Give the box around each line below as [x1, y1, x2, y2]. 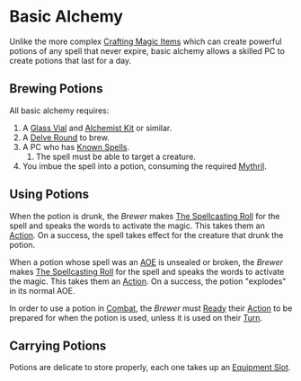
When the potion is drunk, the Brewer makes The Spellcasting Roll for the [9, 210, 280, 221]
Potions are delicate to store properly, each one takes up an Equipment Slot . [9, 362, 291, 373]
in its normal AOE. [9, 285, 75, 296]
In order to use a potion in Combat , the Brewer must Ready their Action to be [9, 303, 293, 314]
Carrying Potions [9, 338, 107, 353]
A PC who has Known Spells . [22, 141, 130, 152]
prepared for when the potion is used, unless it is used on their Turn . [9, 312, 263, 323]
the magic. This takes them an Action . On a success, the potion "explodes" [9, 276, 287, 287]
